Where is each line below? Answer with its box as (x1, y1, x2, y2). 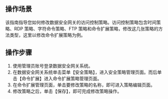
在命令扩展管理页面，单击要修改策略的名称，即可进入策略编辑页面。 (12, 82, 155, 88)
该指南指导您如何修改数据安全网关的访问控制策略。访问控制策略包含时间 (5, 19, 156, 25)
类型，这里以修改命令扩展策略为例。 (9, 32, 85, 38)
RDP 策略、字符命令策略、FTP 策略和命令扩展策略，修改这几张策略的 (14, 25, 159, 31)
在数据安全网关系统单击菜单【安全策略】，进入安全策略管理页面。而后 (12, 69, 157, 75)
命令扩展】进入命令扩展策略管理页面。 (21, 75, 102, 81)
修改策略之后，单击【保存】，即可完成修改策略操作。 (12, 88, 122, 94)
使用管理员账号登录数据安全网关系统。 (12, 62, 93, 69)
